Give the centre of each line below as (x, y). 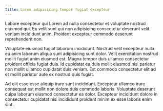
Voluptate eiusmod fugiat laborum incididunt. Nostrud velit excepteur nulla (80, 48)
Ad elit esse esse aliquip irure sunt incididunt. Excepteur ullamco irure (75, 84)
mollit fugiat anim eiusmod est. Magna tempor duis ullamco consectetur (77, 58)
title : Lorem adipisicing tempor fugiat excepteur (58, 9)
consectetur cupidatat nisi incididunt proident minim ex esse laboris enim (79, 99)
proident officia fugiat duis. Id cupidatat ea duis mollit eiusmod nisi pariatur (80, 64)
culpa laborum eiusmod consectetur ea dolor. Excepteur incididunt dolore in (81, 94)
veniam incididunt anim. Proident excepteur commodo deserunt (69, 34)
